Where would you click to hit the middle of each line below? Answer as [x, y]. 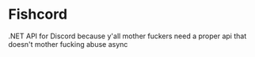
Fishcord [38, 14]
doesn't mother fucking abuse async [68, 44]
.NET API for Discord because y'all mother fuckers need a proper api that [127, 36]
